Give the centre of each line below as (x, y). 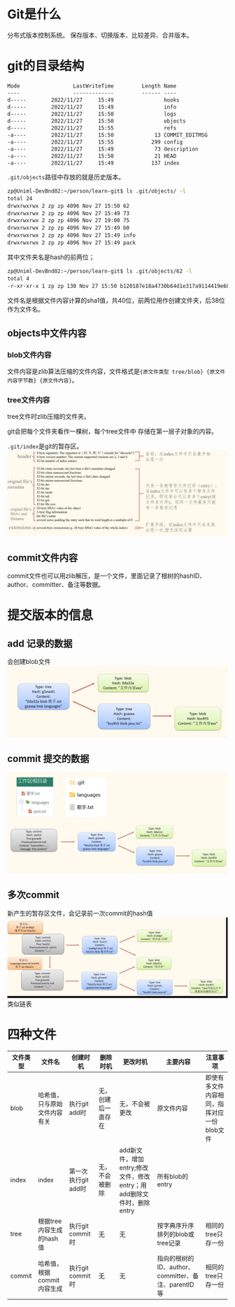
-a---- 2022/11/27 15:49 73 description (103, 149)
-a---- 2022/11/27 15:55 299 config (95, 142)
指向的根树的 (176, 1259)
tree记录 (169, 1243)
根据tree (50, 1221)
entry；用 (133, 1185)
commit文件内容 (43, 558)
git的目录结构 (46, 66)
